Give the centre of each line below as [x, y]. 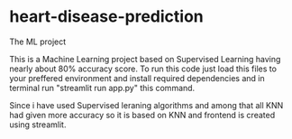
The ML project [38, 42]
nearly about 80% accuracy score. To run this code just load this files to [143, 69]
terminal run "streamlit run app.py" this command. [102, 88]
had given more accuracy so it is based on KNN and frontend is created [142, 115]
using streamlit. [38, 125]
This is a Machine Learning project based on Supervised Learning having [145, 59]
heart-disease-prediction [107, 17]
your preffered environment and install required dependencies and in [137, 78]
